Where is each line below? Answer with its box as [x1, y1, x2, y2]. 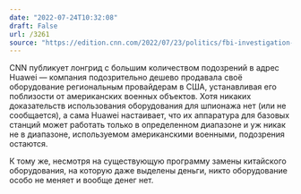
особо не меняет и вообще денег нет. [9, 175, 154, 186]
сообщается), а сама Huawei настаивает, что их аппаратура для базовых [9, 110, 290, 121]
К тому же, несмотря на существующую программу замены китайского [9, 156, 287, 166]
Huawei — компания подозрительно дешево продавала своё [9, 72, 244, 83]
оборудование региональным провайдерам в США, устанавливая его [9, 81, 278, 92]
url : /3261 [9, 30, 50, 38]
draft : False [9, 21, 58, 30]
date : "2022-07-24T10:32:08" [9, 13, 118, 22]
